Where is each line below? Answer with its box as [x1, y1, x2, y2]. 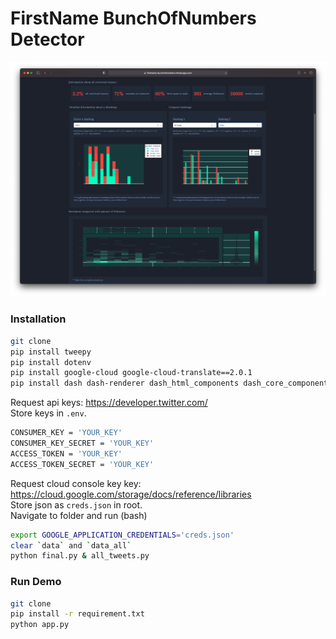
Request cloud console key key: [10, 477, 142, 489]
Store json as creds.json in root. [10, 498, 143, 511]
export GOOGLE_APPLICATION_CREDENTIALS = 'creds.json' [10, 530, 235, 540]
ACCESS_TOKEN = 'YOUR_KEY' [10, 448, 123, 459]
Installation [10, 312, 67, 326]
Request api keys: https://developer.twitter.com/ [10, 397, 208, 409]
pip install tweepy [10, 347, 92, 357]
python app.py [10, 620, 70, 630]
